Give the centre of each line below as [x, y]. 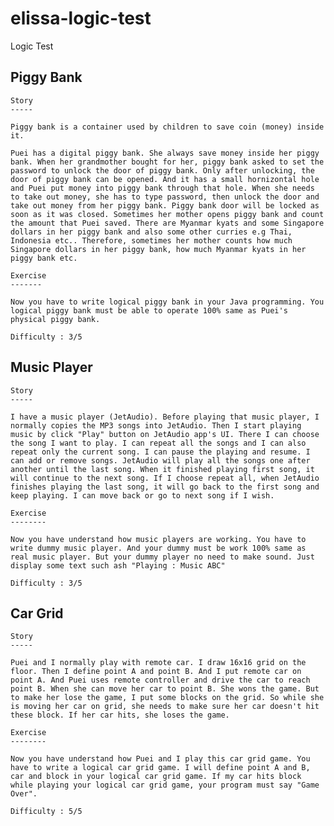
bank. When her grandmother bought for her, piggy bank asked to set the [167, 162]
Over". [24, 794]
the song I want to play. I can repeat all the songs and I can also [158, 443]
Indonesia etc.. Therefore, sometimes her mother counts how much [151, 240]
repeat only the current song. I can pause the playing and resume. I [160, 452]
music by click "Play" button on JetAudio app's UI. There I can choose [165, 434]
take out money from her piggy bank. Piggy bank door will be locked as [165, 205]
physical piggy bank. [55, 319]
